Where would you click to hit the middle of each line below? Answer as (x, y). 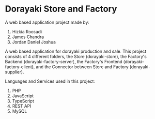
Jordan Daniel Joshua (34, 42)
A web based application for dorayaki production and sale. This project (76, 51)
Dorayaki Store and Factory (61, 9)
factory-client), (20, 67)
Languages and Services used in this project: (50, 81)
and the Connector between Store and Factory (82, 67)
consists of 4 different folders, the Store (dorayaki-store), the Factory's (76, 56)
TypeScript (23, 101)
